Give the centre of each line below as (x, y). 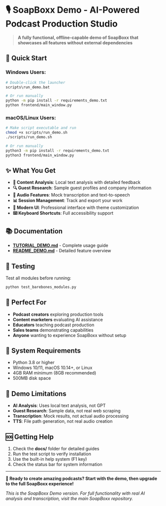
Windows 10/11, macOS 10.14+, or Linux (52, 368)
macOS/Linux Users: (31, 118)
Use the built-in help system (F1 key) (50, 459)
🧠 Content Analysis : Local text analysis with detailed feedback (77, 182)
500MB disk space (32, 378)
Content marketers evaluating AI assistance (58, 319)
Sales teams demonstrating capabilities (53, 330)
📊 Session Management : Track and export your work (67, 201)
